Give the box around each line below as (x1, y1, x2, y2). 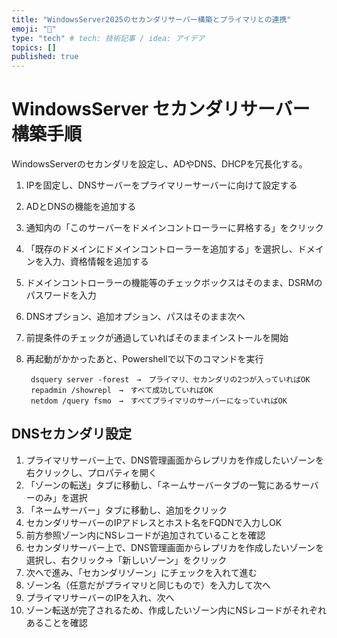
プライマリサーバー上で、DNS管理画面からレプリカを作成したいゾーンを (25, 454, 325, 466)
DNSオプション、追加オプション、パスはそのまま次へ (25, 311, 246, 323)
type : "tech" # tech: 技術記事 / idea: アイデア (11, 33, 206, 43)
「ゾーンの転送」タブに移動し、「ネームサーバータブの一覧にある (25, 479, 293, 491)
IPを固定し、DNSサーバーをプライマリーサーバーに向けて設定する (25, 179, 298, 191)
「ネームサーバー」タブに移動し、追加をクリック (25, 504, 228, 516)
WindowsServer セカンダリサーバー (11, 98, 311, 121)
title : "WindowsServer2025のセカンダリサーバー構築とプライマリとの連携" (11, 14, 292, 25)
